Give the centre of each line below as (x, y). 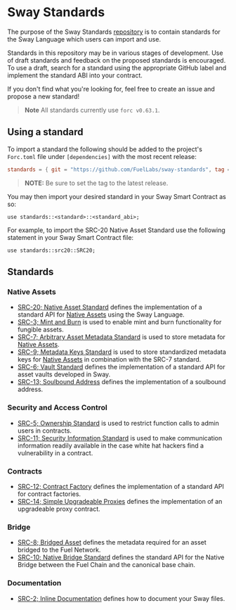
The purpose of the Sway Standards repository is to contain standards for (114, 32)
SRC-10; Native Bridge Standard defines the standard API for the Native (121, 557)
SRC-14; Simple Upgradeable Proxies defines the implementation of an (120, 501)
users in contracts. (45, 431)
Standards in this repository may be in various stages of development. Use (115, 53)
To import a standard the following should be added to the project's (105, 149)
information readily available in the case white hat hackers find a (111, 445)
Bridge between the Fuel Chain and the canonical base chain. (106, 565)
